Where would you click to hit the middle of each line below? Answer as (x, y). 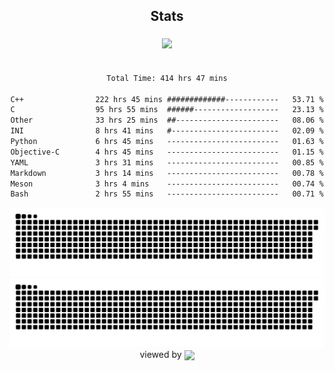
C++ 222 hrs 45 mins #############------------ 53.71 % (167, 99)
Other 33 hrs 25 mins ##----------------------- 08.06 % (167, 120)
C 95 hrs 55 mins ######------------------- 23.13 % (167, 110)
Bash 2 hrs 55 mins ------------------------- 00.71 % (167, 194)
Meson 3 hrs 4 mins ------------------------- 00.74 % (167, 184)
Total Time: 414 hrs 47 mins (167, 78)
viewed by (160, 354)
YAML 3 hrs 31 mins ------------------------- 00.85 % (167, 162)
